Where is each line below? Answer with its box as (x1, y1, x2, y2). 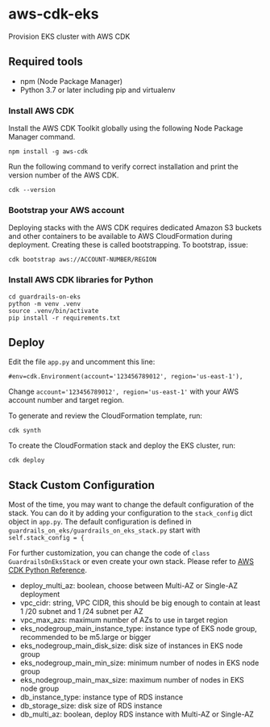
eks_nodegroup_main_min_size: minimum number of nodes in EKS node (19, 658, 260, 668)
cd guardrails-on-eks (8, 292, 81, 301)
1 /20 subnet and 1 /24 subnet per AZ (19, 607, 143, 616)
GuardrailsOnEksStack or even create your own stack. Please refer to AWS (8, 557, 254, 566)
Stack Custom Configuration (8, 478, 155, 492)
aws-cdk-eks (8, 5, 99, 23)
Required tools (8, 55, 83, 69)
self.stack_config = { (8, 534, 85, 542)
